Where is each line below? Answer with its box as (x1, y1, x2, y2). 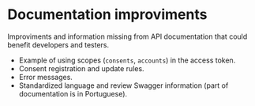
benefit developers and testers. (7, 40, 110, 49)
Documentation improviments (7, 6, 208, 24)
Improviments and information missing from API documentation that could (7, 32, 248, 41)
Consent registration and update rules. (18, 63, 144, 73)
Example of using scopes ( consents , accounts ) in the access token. (18, 55, 236, 65)
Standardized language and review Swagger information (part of (18, 81, 229, 90)
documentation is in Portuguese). (18, 89, 128, 98)
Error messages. (18, 72, 73, 81)
